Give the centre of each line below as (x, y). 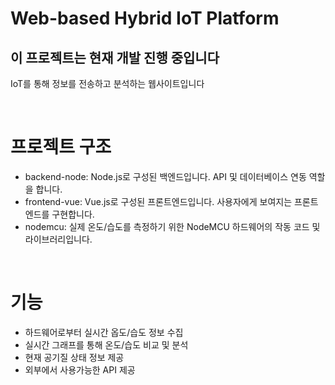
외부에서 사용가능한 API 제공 (80, 369)
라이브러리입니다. (58, 239)
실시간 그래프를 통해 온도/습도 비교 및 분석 (106, 344)
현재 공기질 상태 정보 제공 (74, 357)
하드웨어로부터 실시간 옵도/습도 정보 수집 (104, 332)
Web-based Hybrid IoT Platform (145, 18)
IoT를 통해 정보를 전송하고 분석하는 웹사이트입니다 (107, 83)
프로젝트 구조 (61, 147)
